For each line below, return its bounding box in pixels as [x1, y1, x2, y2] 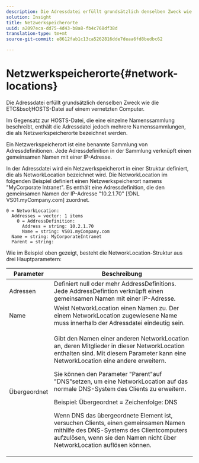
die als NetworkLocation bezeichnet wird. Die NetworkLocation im [6, 171, 168, 178]
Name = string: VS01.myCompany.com [21, 229, 110, 234]
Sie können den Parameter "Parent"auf [54, 369, 162, 378]
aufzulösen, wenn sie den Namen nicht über [54, 433, 176, 442]
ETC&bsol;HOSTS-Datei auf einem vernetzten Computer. [6, 105, 145, 112]
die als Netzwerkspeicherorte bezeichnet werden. [6, 129, 128, 136]
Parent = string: [11, 239, 54, 245]
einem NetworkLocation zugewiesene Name [54, 311, 178, 320]
